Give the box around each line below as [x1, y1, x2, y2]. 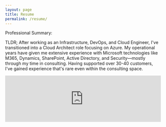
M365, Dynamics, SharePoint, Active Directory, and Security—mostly [5, 55, 146, 61]
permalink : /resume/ [5, 16, 48, 21]
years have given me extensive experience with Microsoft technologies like [5, 50, 158, 56]
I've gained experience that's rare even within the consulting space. [5, 66, 143, 72]
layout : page [5, 7, 32, 12]
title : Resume [5, 12, 35, 17]
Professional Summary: [5, 30, 53, 36]
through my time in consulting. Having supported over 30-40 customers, [5, 60, 153, 67]
